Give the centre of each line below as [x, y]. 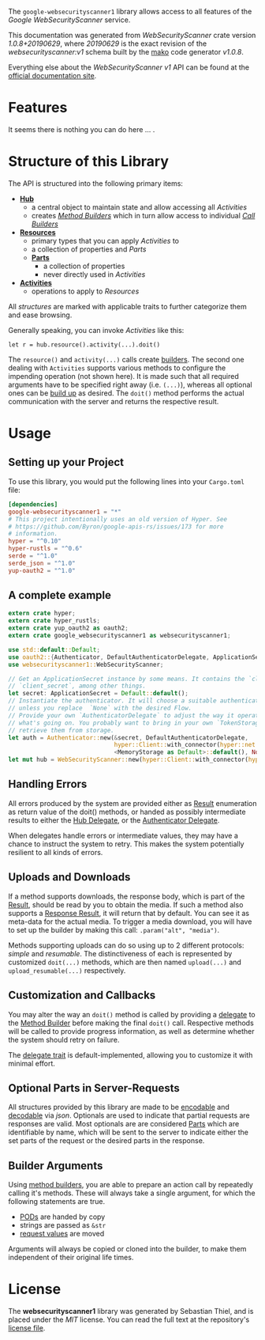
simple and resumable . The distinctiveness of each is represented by [120, 953]
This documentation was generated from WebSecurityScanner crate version [132, 35]
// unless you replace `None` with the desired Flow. [100, 708]
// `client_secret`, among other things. [77, 686]
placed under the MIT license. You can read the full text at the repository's [129, 1319]
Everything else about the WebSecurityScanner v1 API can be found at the [129, 67]
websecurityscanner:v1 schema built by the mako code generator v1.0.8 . [126, 52]
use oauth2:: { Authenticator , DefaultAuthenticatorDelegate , [109, 657]
